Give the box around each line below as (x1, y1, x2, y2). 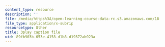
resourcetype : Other (5, 25, 48, 30)
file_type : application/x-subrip (5, 21, 74, 26)
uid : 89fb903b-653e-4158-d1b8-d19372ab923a (5, 35, 96, 40)
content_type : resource (5, 7, 54, 12)
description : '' (5, 12, 38, 17)
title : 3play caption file (5, 30, 60, 35)
